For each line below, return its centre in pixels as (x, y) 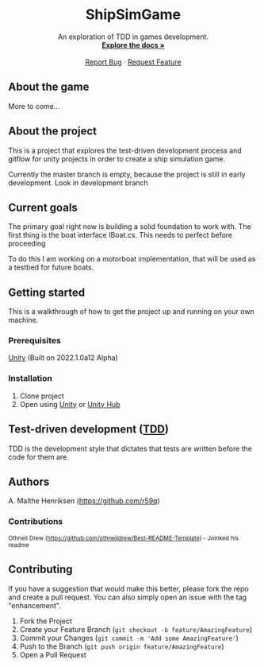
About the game (49, 87)
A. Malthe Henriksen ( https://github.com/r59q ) (84, 501)
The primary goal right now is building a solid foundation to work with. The (130, 227)
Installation (31, 378)
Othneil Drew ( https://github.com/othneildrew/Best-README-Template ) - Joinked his (124, 538)
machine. (23, 320)
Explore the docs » (133, 45)
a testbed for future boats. (51, 267)
